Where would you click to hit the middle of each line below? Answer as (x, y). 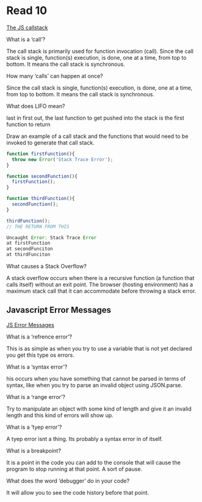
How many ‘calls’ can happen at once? (55, 76)
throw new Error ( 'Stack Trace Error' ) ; (63, 159)
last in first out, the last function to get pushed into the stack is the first (95, 118)
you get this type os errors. (40, 355)
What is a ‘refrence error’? (39, 337)
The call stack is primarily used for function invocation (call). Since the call (100, 51)
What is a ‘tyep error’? (34, 427)
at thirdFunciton (28, 255)
